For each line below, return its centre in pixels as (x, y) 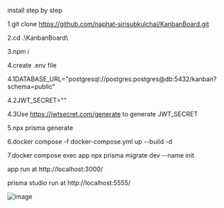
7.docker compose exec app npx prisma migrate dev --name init (101, 155)
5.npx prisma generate (40, 128)
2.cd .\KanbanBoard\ (38, 38)
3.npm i (18, 51)
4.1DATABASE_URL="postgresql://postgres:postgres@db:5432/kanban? (112, 79)
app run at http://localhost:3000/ (55, 169)
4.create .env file (32, 65)
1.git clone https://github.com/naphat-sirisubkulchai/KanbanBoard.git (108, 24)
